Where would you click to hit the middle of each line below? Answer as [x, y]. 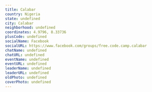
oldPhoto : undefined [26, 77]
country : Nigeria [23, 14]
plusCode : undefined [26, 37]
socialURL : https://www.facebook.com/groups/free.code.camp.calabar [76, 46]
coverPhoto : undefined [28, 82]
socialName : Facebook [27, 41]
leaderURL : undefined [27, 73]
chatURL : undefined [25, 55]
